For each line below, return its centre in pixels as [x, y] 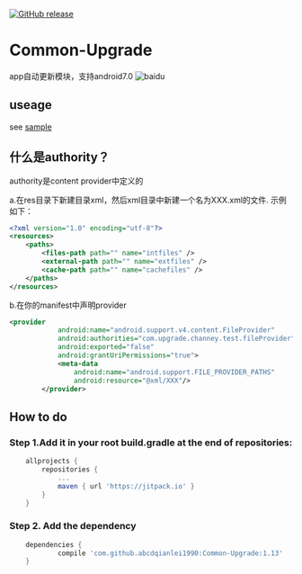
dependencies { [54, 544]
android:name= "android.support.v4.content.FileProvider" [166, 330]
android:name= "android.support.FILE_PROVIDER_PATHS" [174, 372]
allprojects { [52, 462]
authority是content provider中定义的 [76, 181]
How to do [38, 417]
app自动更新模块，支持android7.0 [71, 76]
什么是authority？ [60, 157]
